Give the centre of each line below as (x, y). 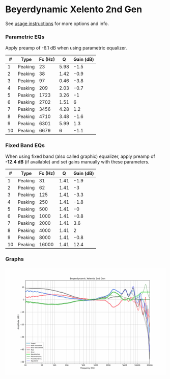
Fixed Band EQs (25, 145)
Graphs (15, 259)
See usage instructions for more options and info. (57, 23)
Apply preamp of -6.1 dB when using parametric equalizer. (66, 48)
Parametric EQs (25, 37)
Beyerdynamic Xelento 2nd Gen (74, 9)
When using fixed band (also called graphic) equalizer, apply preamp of (80, 156)
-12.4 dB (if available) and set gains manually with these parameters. (77, 162)
